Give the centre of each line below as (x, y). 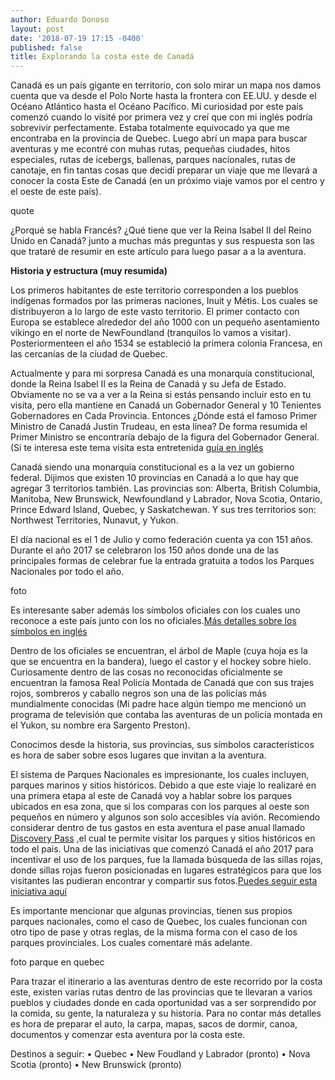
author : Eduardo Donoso (60, 19)
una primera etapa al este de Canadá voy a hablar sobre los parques (151, 796)
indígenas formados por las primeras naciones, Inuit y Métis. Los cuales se (164, 301)
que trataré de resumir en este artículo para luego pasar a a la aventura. (158, 252)
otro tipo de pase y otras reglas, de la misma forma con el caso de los (154, 932)
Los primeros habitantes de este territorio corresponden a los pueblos (154, 290)
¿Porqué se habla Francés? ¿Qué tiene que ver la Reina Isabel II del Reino (161, 230)
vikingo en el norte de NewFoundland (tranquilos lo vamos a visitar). (151, 333)
